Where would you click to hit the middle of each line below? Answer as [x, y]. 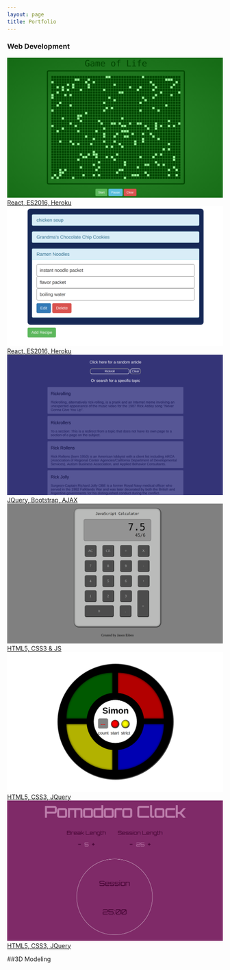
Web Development [39, 47]
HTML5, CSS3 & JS [34, 648]
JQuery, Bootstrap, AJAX [42, 500]
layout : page [26, 14]
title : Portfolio [32, 22]
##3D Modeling [29, 959]
